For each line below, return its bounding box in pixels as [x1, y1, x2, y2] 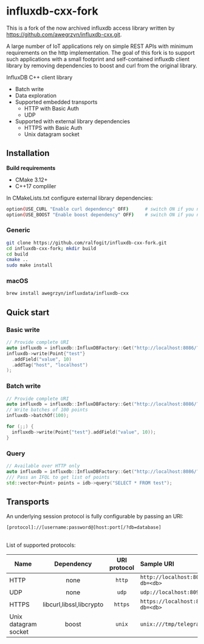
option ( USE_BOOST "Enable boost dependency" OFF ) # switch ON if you [6, 211, 194, 218]
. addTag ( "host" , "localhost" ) [12, 362, 88, 368]
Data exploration [15, 92, 56, 99]
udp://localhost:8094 [140, 589, 203, 596]
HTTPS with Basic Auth [24, 124, 83, 131]
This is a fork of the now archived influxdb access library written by [6, 24, 175, 32]
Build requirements [6, 164, 56, 171]
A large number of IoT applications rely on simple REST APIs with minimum [6, 42, 193, 50]
